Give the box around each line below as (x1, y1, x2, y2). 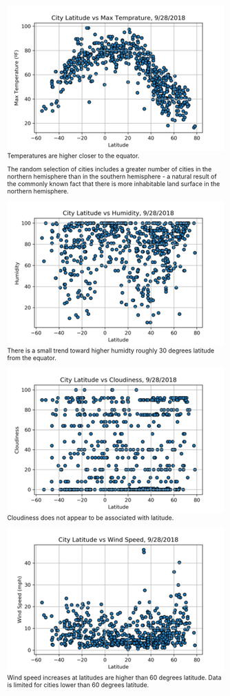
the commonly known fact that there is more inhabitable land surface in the (7, 179, 220, 188)
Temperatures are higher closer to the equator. (7, 151, 140, 160)
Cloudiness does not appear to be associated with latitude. (7, 514, 174, 522)
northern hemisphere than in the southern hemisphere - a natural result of (7, 172, 217, 180)
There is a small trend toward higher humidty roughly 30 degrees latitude (7, 346, 215, 355)
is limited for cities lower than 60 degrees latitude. (7, 680, 149, 689)
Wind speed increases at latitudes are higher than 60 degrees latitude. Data (7, 673, 222, 681)
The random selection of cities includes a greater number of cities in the (7, 164, 212, 173)
